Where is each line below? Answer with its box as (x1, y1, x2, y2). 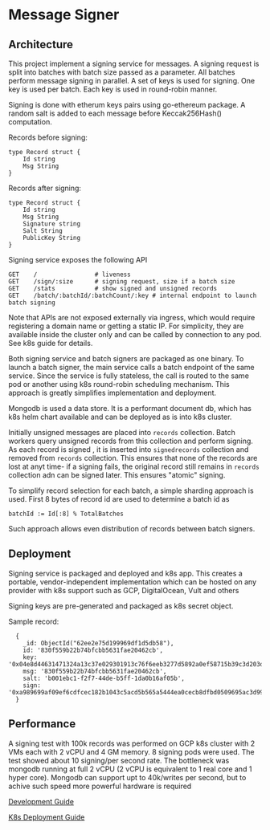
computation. (8, 117, 52, 126)
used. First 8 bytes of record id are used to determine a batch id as (8, 494, 230, 503)
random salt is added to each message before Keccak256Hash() (8, 108, 223, 118)
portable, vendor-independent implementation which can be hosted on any (8, 576, 257, 587)
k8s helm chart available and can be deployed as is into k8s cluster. (8, 412, 232, 421)
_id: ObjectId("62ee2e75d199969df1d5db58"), (22, 639, 174, 647)
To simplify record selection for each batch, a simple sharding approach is (8, 486, 255, 495)
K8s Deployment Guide (8, 812, 85, 822)
